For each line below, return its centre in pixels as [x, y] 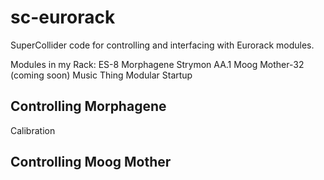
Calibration [33, 130]
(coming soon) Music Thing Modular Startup [101, 75]
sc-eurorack [63, 17]
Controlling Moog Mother [91, 162]
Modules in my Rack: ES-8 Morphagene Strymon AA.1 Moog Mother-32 [157, 64]
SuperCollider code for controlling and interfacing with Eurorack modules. [162, 45]
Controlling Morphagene [88, 106]
